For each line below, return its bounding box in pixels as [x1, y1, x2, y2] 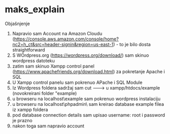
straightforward [12, 47, 45, 53]
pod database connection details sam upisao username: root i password [12, 111, 165, 118]
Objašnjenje [5, 20, 30, 27]
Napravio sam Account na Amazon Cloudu [12, 30, 102, 36]
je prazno [12, 117, 33, 123]
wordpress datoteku [12, 57, 55, 63]
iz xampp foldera [12, 106, 48, 113]
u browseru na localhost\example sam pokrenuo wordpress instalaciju [12, 96, 161, 102]
